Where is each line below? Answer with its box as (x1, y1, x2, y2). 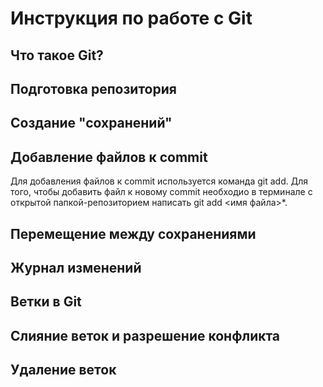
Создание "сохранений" (10, 115, 173, 132)
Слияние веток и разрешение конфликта (10, 327, 281, 344)
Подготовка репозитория (10, 80, 177, 97)
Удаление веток (10, 362, 117, 379)
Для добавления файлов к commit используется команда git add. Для (10, 175, 308, 187)
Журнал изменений (10, 259, 142, 276)
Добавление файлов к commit (10, 148, 208, 166)
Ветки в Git (10, 293, 82, 311)
